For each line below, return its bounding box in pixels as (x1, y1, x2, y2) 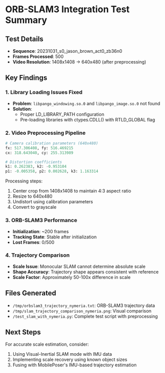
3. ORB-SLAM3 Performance (5, 217, 77, 224)
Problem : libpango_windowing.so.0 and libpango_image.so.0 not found (12, 100, 160, 106)
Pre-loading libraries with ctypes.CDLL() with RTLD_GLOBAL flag (20, 116, 155, 122)
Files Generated (5, 289, 57, 298)
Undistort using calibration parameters (12, 199, 93, 205)
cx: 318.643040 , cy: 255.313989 (5, 150, 73, 156)
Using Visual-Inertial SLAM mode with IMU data (12, 351, 112, 357)
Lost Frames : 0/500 (12, 239, 55, 245)
